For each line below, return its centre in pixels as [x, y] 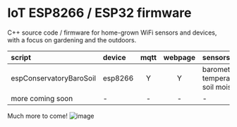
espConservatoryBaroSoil [54, 78]
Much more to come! [38, 116]
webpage [180, 57]
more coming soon [42, 98]
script [21, 57]
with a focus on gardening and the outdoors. [72, 40]
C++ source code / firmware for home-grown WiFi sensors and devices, [112, 32]
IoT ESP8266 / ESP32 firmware [99, 13]
